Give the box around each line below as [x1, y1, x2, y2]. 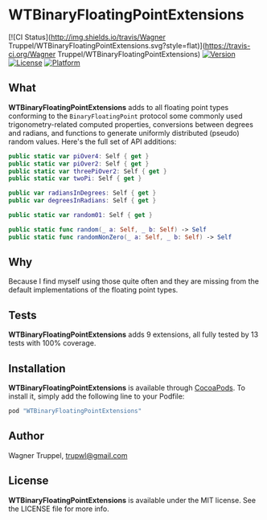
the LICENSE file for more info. [8, 504, 110, 514]
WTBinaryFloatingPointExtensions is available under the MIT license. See [8, 495, 256, 505]
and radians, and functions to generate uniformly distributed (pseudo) [8, 128, 240, 137]
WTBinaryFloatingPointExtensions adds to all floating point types [8, 102, 229, 112]
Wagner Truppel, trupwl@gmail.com [8, 450, 128, 460]
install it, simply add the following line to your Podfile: [8, 391, 185, 401]
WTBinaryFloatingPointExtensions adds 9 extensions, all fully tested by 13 [8, 330, 259, 339]
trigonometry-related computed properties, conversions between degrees [8, 119, 253, 129]
